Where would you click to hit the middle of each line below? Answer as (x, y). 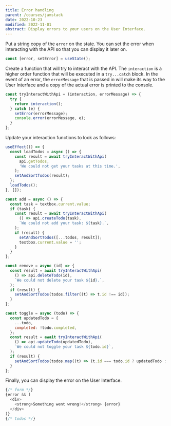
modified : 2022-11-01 (28, 24)
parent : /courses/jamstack (34, 15)
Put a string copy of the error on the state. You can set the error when (80, 44)
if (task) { (23, 209)
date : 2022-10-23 (24, 20)
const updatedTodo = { (34, 318)
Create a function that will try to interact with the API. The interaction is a (84, 68)
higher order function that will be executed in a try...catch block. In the (82, 74)
